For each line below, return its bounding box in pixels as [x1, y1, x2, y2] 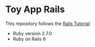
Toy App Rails [5, 4, 65, 15]
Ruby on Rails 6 [12, 36, 46, 42]
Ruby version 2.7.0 [12, 30, 52, 36]
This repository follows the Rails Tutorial [5, 20, 90, 27]
